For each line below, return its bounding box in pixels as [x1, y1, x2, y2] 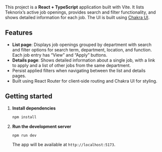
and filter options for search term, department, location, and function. [12, 46, 152, 53]
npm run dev [12, 133, 37, 138]
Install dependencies [12, 105, 56, 111]
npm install [12, 114, 37, 119]
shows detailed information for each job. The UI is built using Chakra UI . [5, 15, 150, 20]
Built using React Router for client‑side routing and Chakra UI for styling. [12, 78, 158, 84]
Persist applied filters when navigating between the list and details [12, 67, 146, 73]
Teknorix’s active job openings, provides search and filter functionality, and [5, 9, 156, 15]
